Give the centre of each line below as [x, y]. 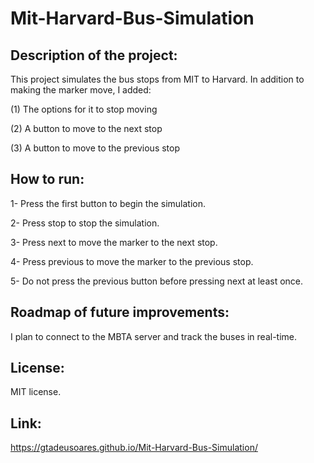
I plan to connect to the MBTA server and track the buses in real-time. [154, 336]
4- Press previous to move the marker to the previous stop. [132, 261]
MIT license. [36, 392]
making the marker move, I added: [81, 90]
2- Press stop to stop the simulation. [85, 223]
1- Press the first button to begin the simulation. [108, 203]
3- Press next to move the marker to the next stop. [114, 242]
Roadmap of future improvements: [120, 312]
